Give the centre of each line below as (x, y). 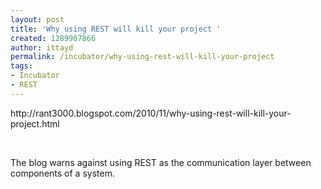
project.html (35, 123)
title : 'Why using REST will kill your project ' (116, 29)
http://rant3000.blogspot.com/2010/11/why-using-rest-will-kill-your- (151, 113)
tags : (21, 66)
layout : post (37, 19)
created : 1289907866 (53, 38)
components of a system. (62, 173)
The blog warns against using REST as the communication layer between (161, 162)
